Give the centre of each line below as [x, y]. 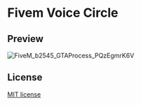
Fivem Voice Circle [63, 13]
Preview [26, 39]
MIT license [24, 94]
